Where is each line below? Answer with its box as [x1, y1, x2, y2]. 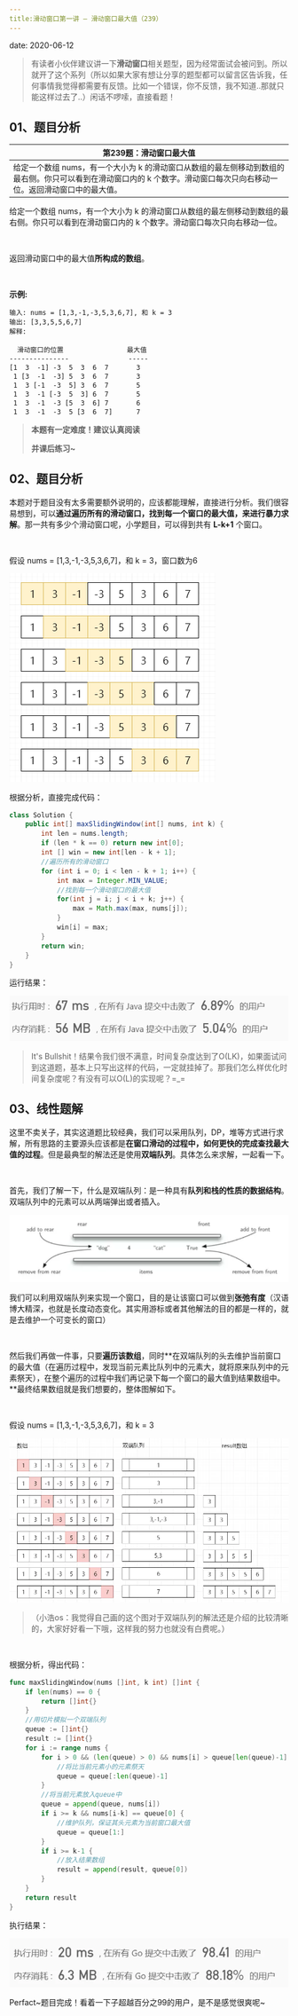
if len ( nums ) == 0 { [25, 1687, 101, 1697]
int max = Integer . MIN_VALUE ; [56, 876, 169, 885]
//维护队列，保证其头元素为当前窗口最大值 [56, 1818, 191, 1827]
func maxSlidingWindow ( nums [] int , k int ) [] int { [9, 1678, 200, 1687]
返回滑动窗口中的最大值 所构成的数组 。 [9, 253, 149, 264]
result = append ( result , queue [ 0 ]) [56, 1865, 189, 1874]
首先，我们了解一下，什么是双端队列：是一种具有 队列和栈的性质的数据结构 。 [9, 1185, 289, 1195]
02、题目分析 [9, 471, 83, 487]
